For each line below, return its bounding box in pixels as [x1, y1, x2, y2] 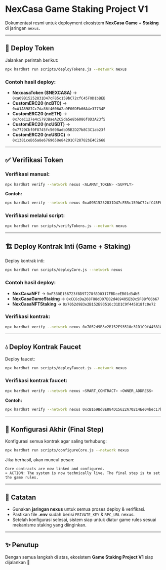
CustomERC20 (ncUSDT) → [12, 121, 71, 127]
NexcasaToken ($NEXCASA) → [12, 89, 78, 95]
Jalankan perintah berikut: [5, 57, 58, 63]
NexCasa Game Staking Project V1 [5, 3, 148, 15]
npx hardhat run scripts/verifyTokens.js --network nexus [5, 223, 127, 228]
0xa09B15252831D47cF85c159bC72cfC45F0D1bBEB [12, 95, 106, 101]
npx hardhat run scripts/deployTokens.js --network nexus [5, 67, 127, 72]
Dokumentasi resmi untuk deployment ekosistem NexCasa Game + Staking [5, 20, 159, 26]
